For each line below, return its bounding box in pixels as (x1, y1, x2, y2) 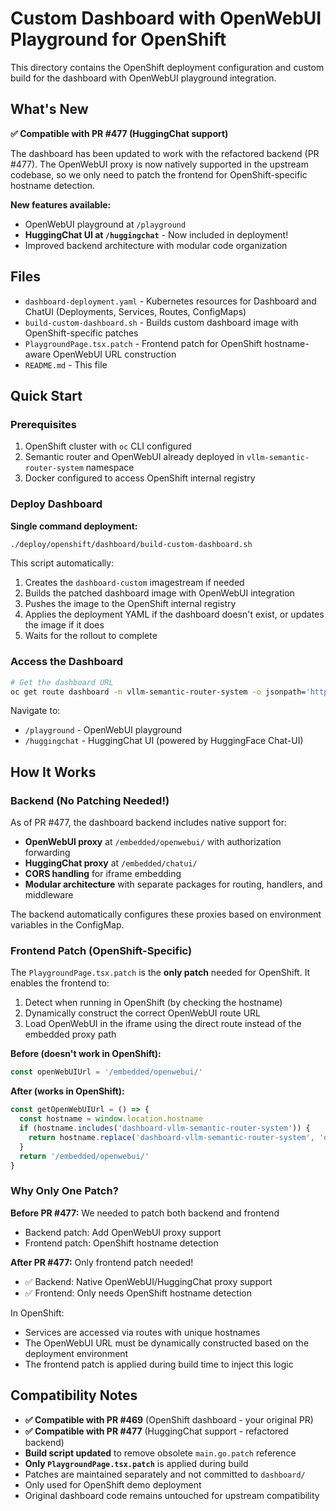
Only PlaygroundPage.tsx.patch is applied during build (24, 1457, 249, 1469)
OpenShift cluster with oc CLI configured (24, 440, 192, 452)
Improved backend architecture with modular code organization (24, 239, 288, 251)
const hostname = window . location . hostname (19, 1114, 203, 1124)
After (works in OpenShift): (10, 1085, 125, 1097)
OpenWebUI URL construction (53, 348, 177, 360)
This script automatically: (10, 557, 115, 569)
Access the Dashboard (10, 655, 124, 669)
